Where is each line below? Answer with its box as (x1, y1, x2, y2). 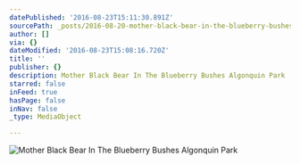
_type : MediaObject (9, 112, 82, 121)
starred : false (9, 79, 66, 88)
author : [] (9, 29, 50, 38)
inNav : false (9, 104, 58, 113)
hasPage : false (9, 95, 66, 105)
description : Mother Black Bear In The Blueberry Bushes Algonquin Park (9, 71, 286, 80)
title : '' (9, 54, 46, 63)
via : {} (9, 37, 38, 47)
